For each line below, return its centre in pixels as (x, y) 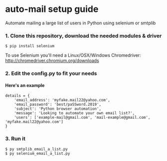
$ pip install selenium (30, 46)
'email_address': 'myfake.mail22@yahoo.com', (62, 100)
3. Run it (15, 139)
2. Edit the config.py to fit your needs (51, 74)
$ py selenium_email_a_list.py (38, 153)
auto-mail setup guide (52, 9)
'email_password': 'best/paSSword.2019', (58, 105)
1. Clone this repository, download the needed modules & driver (83, 36)
